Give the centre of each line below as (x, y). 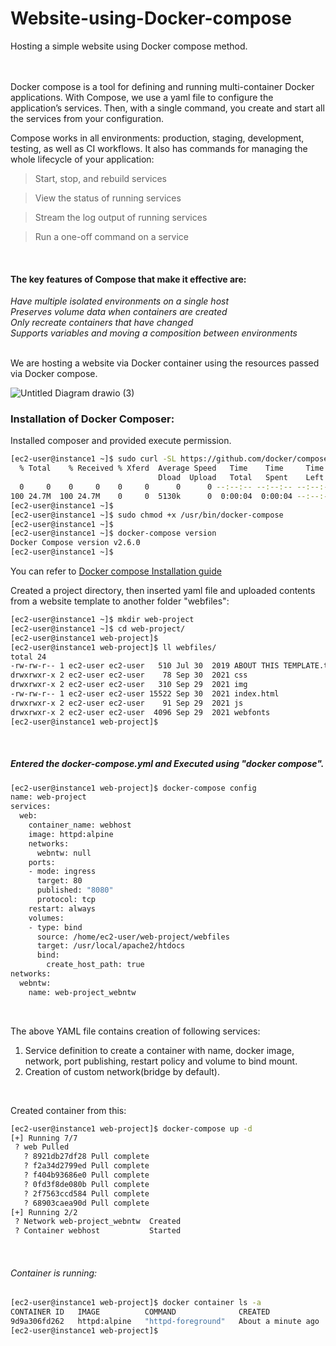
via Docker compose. (54, 374)
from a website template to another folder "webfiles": (120, 601)
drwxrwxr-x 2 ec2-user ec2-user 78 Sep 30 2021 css (129, 675)
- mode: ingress (62, 872)
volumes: (46, 918)
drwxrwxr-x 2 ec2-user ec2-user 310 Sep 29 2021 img (129, 685)
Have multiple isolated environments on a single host (120, 301)
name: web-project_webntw (82, 992)
